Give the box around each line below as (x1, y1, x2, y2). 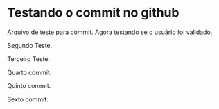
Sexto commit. (7, 95, 49, 103)
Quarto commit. (7, 68, 52, 76)
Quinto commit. (7, 81, 51, 90)
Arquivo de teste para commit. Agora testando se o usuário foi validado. (7, 28, 213, 36)
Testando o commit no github (7, 5, 179, 21)
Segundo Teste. (7, 41, 53, 49)
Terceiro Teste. (7, 54, 51, 63)
